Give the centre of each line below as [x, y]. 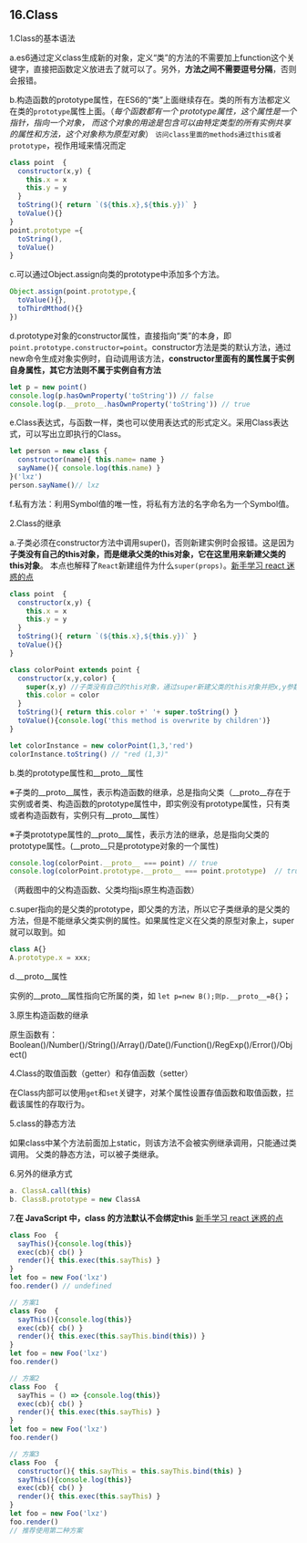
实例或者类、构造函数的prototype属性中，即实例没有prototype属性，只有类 [150, 803]
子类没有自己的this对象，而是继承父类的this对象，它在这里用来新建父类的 [148, 554]
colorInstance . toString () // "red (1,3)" [89, 754]
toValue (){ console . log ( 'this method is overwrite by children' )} [144, 721]
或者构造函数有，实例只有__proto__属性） [87, 814]
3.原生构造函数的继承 [49, 1015]
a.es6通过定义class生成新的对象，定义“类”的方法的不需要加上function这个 [148, 57]
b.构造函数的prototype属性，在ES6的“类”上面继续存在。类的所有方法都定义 [150, 99]
